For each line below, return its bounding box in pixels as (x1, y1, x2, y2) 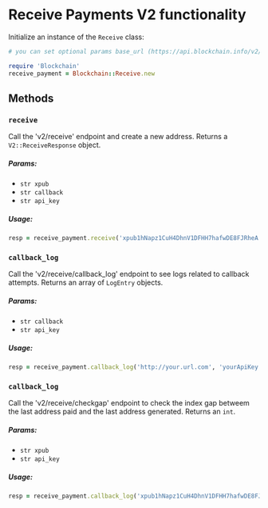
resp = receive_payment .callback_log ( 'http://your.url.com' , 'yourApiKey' (8, 363, 262, 371)
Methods (8, 91, 54, 105)
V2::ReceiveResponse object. (8, 140, 101, 150)
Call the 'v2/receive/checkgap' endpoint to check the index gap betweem (8, 398, 250, 408)
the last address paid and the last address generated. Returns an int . (8, 406, 236, 417)
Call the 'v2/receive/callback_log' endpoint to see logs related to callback (8, 270, 250, 279)
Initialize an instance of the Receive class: (8, 32, 145, 42)
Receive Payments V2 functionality (8, 6, 246, 24)
